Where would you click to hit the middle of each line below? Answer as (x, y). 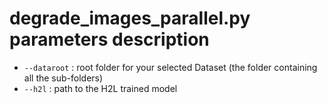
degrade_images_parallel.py (130, 18)
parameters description (109, 39)
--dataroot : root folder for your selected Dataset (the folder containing (170, 67)
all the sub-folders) (63, 78)
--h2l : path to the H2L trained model (100, 88)
